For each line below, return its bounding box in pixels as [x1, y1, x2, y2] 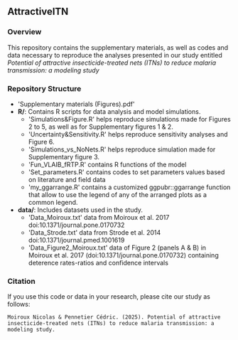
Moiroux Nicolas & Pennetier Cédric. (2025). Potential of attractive [7, 314, 221, 321]
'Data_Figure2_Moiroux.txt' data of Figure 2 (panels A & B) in [28, 243, 207, 252]
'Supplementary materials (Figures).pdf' [17, 100, 135, 108]
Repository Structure [7, 83, 82, 93]
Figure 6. [28, 137, 55, 146]
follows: [7, 300, 31, 309]
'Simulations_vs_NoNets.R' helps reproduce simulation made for [28, 145, 216, 154]
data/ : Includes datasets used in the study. [17, 206, 144, 214]
